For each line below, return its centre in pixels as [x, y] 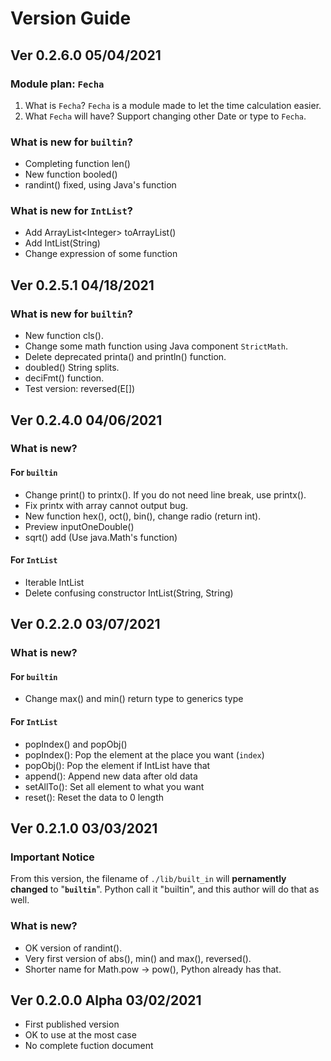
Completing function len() [77, 164]
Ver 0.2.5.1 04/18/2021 [82, 285]
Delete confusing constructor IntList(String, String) [129, 593]
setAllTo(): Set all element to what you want [114, 786]
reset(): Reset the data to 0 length [94, 797]
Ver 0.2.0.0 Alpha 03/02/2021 [106, 1000]
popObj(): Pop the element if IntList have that [117, 765]
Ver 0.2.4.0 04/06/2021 [86, 420]
